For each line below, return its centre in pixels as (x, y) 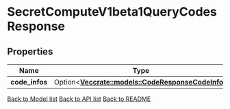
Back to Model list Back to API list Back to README (79, 99)
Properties (30, 51)
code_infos (29, 82)
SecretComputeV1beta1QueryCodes (112, 12)
